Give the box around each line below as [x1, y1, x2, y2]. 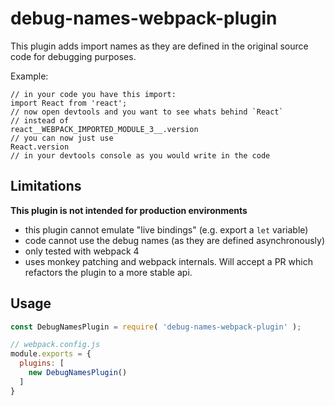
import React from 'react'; [10, 98, 128, 108]
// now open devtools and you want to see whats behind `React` [10, 107, 284, 117]
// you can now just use [10, 133, 114, 143]
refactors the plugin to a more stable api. [24, 266, 193, 278]
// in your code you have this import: [10, 89, 177, 99]
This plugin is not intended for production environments [10, 204, 248, 216]
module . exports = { [10, 349, 92, 359]
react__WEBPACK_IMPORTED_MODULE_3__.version [10, 124, 199, 134]
